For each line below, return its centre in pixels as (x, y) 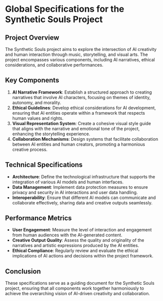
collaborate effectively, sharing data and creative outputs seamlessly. (82, 202)
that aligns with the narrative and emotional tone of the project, (76, 128)
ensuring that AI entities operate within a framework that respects (79, 113)
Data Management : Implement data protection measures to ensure (80, 187)
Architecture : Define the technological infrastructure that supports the (84, 176)
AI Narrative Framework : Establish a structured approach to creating (82, 92)
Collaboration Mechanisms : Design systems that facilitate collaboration (85, 139)
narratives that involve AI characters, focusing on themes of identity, (81, 97)
